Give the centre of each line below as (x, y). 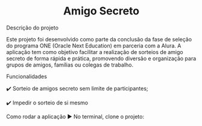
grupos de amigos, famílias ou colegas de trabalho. (70, 65)
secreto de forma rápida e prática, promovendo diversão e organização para (101, 58)
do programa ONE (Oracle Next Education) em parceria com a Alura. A (94, 46)
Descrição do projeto (33, 28)
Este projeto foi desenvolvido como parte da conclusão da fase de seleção (99, 39)
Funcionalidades (27, 76)
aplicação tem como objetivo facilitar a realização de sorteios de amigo (95, 52)
